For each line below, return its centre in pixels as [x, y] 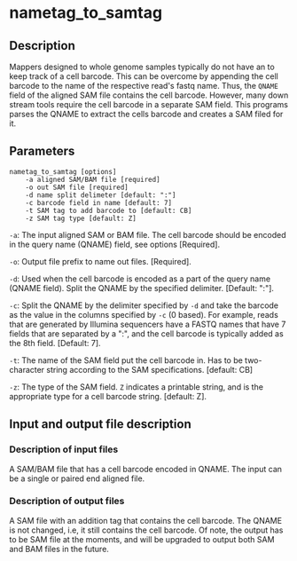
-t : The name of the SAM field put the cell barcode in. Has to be [126, 360]
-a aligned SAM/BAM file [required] [93, 179]
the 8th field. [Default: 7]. [55, 343]
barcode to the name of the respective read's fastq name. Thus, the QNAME [144, 86]
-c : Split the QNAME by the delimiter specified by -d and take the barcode [144, 305]
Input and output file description [101, 424]
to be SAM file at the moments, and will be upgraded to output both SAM [142, 539]
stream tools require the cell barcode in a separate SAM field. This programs [148, 104]
